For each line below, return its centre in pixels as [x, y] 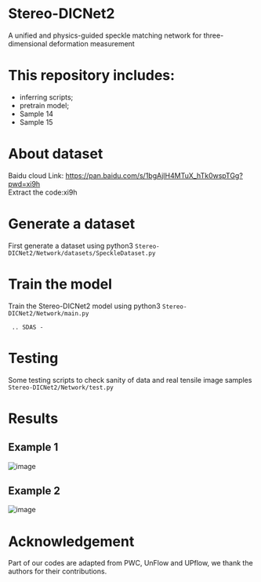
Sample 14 [36, 114]
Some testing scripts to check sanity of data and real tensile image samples [130, 380]
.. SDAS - [27, 327]
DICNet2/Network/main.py [49, 313]
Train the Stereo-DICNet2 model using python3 [84, 306]
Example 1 [33, 447]
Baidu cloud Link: [36, 175]
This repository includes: [91, 76]
